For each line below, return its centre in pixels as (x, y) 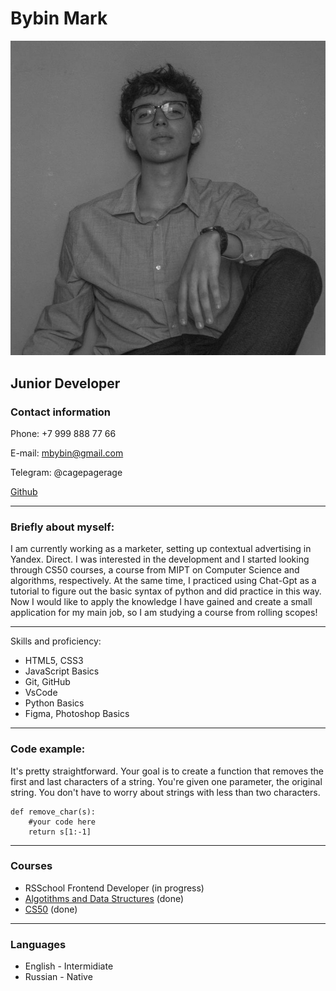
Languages (38, 944)
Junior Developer (65, 383)
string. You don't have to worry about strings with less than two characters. (165, 792)
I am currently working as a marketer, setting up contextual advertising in (161, 549)
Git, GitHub (47, 682)
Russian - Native (58, 977)
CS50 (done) (51, 909)
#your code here (62, 822)
